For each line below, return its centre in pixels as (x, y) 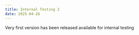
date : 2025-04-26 (23, 14)
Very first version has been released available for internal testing (70, 27)
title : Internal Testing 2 (32, 9)
